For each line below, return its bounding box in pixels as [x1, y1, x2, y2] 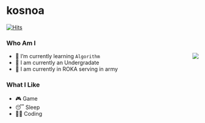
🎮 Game [15, 95, 38, 102]
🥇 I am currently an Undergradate [15, 59, 99, 67]
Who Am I [6, 39, 36, 47]
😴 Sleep [15, 104, 40, 111]
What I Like [6, 81, 40, 89]
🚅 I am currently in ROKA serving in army [15, 65, 118, 73]
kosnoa [6, 4, 45, 18]
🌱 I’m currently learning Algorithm [15, 53, 101, 60]
